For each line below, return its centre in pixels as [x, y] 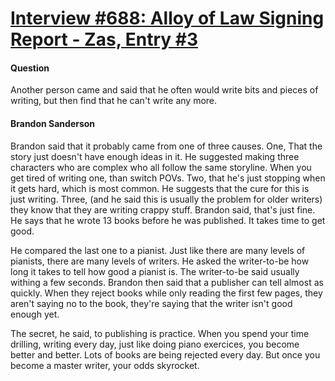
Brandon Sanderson [53, 123]
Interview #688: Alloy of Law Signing [167, 18]
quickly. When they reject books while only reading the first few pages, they [166, 293]
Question [30, 68]
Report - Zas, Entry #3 [104, 39]
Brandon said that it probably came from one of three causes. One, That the [166, 146]
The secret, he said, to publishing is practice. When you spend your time [160, 333]
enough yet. [35, 314]
